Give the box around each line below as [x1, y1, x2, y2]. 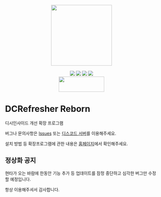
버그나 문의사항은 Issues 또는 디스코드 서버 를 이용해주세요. [5, 130, 116, 136]
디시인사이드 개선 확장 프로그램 [5, 120, 64, 126]
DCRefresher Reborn [5, 104, 91, 114]
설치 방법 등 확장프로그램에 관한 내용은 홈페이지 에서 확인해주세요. [5, 141, 129, 146]
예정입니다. [10, 176, 32, 182]
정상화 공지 [5, 156, 36, 165]
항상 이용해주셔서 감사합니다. [5, 186, 60, 192]
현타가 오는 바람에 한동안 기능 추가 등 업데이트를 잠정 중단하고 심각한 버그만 [5, 170, 147, 176]
